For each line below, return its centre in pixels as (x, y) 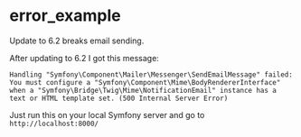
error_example (65, 16)
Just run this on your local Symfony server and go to (107, 114)
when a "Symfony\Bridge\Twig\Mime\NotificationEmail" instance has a (143, 90)
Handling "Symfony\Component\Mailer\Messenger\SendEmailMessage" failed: (151, 74)
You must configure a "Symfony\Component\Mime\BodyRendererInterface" (145, 82)
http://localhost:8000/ (54, 123)
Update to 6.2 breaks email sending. (77, 41)
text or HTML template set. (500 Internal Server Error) (119, 98)
